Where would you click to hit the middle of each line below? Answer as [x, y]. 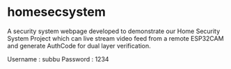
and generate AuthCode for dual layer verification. [79, 46]
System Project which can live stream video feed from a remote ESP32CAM [115, 38]
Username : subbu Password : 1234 [58, 59]
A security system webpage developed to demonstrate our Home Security [114, 31]
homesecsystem [57, 12]
